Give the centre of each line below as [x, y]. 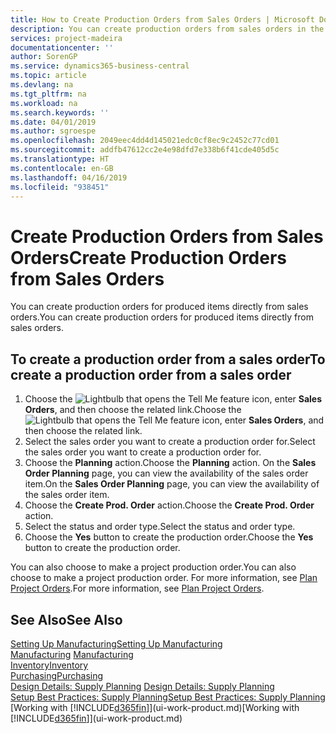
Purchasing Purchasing [57, 675]
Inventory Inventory [49, 665]
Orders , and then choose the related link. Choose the [133, 410]
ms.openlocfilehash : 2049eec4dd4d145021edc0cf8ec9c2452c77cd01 [145, 141]
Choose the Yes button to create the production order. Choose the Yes [169, 537]
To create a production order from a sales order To [168, 359]
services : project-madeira [66, 38]
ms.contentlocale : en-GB [62, 168]
